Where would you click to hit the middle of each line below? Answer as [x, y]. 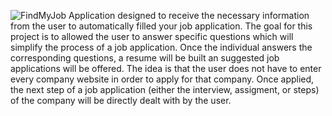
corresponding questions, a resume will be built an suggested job [145, 58]
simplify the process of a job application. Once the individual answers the [161, 47]
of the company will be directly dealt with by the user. [121, 100]
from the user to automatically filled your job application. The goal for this [161, 26]
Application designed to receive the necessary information [189, 15]
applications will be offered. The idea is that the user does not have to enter [166, 68]
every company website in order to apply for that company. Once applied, [162, 79]
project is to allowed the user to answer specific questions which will [152, 36]
